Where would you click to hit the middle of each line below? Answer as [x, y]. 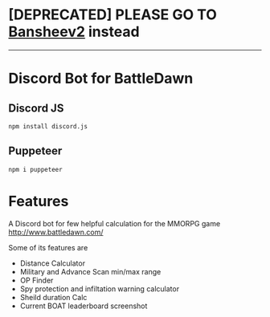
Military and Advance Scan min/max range [90, 271]
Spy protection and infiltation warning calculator [99, 289]
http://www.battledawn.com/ [56, 232]
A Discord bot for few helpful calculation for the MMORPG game [115, 223]
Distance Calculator [53, 263]
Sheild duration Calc [53, 297]
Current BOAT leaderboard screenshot [84, 306]
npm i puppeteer [35, 169]
